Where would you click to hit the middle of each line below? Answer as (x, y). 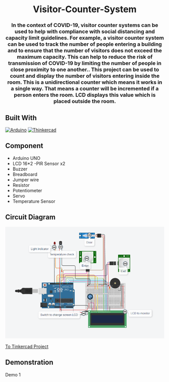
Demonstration (30, 362)
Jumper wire (26, 180)
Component (24, 146)
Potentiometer (27, 190)
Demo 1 (13, 374)
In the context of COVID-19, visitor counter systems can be (85, 25)
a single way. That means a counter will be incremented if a (85, 89)
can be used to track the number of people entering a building (85, 44)
